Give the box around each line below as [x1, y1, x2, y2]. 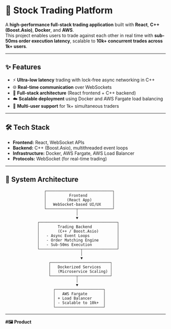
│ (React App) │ [44, 198, 115, 203]
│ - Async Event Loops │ [37, 233, 120, 239]
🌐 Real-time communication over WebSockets [12, 84, 112, 90]
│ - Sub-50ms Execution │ [37, 242, 120, 247]
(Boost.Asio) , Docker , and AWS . [5, 27, 74, 33]
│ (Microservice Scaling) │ [48, 269, 113, 274]
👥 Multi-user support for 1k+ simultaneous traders [12, 103, 120, 109]
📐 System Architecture [5, 175, 79, 183]
